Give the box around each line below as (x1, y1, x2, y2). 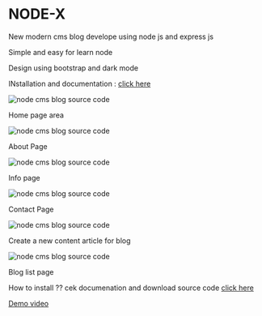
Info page (8, 173, 40, 182)
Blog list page (8, 267, 54, 276)
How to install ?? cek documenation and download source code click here (8, 283, 255, 293)
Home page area (8, 110, 65, 120)
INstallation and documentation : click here (8, 79, 151, 88)
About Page (8, 141, 48, 151)
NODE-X (8, 5, 66, 23)
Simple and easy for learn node (8, 47, 113, 57)
